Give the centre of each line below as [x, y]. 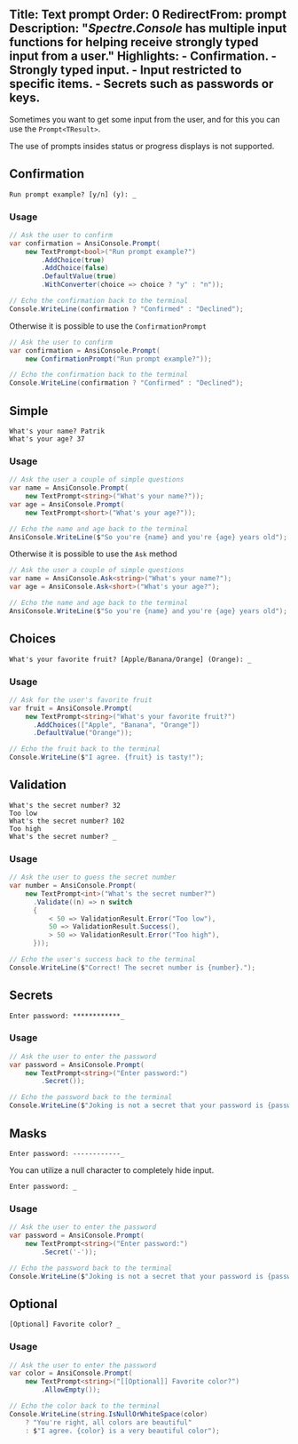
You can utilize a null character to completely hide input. [112, 1170]
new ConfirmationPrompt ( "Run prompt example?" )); [119, 359]
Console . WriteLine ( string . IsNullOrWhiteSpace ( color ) [109, 1414]
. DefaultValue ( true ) [79, 276]
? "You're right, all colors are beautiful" [109, 1422]
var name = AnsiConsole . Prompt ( [69, 488]
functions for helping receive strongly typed [134, 42]
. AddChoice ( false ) [75, 268]
